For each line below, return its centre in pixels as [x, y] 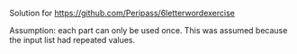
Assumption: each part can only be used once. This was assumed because [148, 30]
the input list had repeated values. [72, 40]
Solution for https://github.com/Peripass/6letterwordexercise [122, 13]
